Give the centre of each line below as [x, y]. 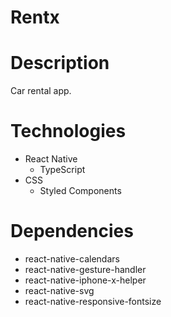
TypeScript [62, 170]
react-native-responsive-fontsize [93, 301]
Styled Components [80, 191]
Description [60, 63]
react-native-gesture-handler [85, 269]
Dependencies [72, 231]
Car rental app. [41, 91]
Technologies [68, 131]
